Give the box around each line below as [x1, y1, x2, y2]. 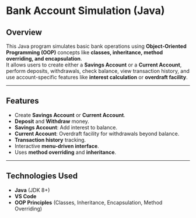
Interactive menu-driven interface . [14, 142, 99, 149]
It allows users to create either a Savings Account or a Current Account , [6, 61, 182, 68]
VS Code [14, 192, 37, 199]
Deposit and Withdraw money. [14, 118, 89, 125]
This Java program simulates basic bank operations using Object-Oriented [6, 43, 187, 50]
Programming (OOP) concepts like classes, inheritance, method [6, 49, 163, 56]
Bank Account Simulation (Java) [6, 4, 165, 17]
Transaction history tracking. [14, 136, 86, 143]
